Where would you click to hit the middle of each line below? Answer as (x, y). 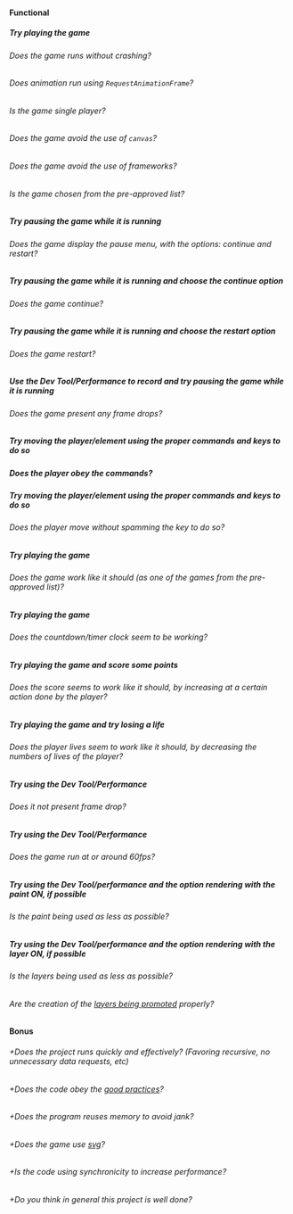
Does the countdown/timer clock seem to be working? (108, 637)
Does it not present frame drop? (68, 806)
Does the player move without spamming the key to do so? (117, 527)
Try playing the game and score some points (94, 665)
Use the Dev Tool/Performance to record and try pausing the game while (146, 381)
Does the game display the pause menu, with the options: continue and (140, 244)
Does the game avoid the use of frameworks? (93, 166)
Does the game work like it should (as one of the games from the (128, 578)
